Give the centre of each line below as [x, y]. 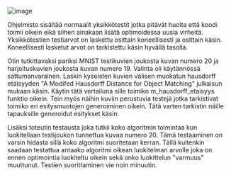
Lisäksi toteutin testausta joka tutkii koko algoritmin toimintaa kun [102, 127]
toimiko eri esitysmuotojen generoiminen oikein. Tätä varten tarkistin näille [116, 106]
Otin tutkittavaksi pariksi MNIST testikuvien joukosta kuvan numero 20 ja [113, 61]
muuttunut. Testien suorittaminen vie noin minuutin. [82, 165]
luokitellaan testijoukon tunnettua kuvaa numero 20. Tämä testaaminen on [115, 135]
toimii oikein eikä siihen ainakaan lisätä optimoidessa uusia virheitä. [106, 32]
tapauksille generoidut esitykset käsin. [63, 114]
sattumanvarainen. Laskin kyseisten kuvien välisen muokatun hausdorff [112, 76]
